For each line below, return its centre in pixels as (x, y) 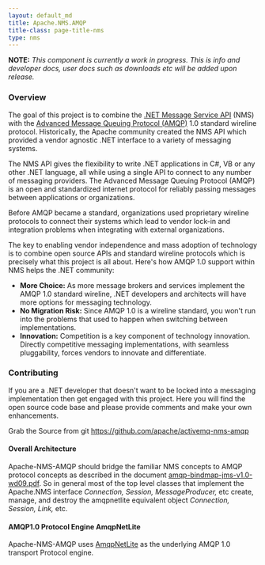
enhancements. (34, 415)
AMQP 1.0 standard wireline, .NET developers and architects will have (133, 294)
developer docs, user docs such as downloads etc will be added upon (123, 69)
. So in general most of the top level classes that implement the (142, 483)
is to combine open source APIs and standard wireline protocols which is (127, 253)
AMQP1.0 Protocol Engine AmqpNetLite (74, 526)
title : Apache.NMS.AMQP (47, 23)
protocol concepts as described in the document (88, 475)
